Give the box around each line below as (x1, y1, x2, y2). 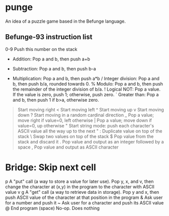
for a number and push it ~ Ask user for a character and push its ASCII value (5, 199, 164, 205)
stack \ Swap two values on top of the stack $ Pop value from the (17, 133, 154, 139)
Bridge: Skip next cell (5, 162, 96, 173)
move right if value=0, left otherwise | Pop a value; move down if (17, 117, 152, 123)
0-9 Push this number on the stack (5, 46, 78, 52)
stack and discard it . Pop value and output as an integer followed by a (17, 138, 164, 145)
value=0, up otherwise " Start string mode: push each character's (17, 122, 154, 128)
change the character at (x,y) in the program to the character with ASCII (5, 183, 155, 190)
